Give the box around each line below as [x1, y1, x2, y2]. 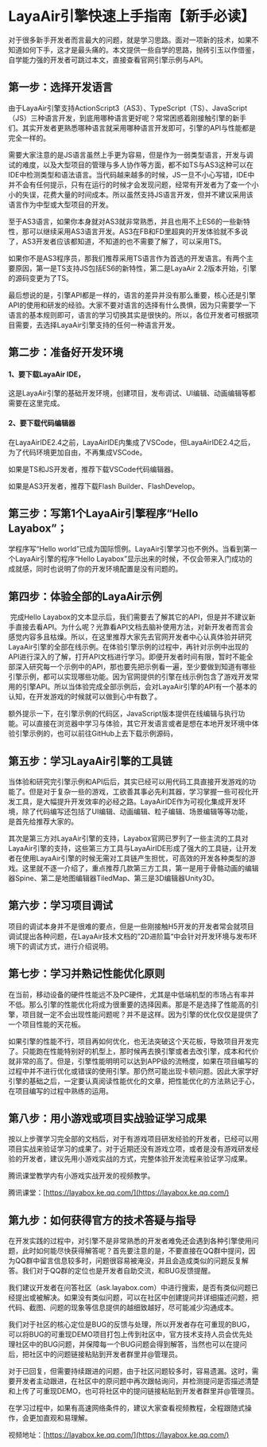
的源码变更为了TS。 [8, 273, 74, 283]
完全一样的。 [8, 133, 50, 142]
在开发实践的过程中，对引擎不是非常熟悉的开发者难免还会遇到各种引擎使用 [8, 1236, 252, 1246]
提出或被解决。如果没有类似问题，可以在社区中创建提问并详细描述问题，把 [14, 1293, 259, 1302]
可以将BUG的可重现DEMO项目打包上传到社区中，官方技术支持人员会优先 [8, 1330, 246, 1340]
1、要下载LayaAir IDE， [8, 369, 86, 379]
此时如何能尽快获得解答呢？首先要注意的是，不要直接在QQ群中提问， [21, 1246, 249, 1256]
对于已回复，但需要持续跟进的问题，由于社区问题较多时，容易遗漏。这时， [8, 1367, 252, 1376]
